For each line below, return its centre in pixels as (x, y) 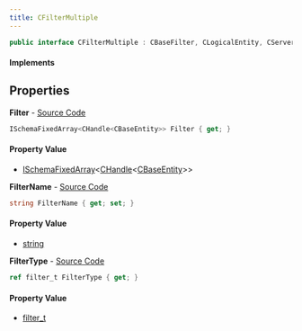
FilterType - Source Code (57, 261)
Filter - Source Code (48, 112)
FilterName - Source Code (59, 186)
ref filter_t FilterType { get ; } (74, 278)
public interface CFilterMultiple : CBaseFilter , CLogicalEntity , (136, 42)
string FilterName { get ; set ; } (72, 203)
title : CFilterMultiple (54, 18)
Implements (32, 63)
